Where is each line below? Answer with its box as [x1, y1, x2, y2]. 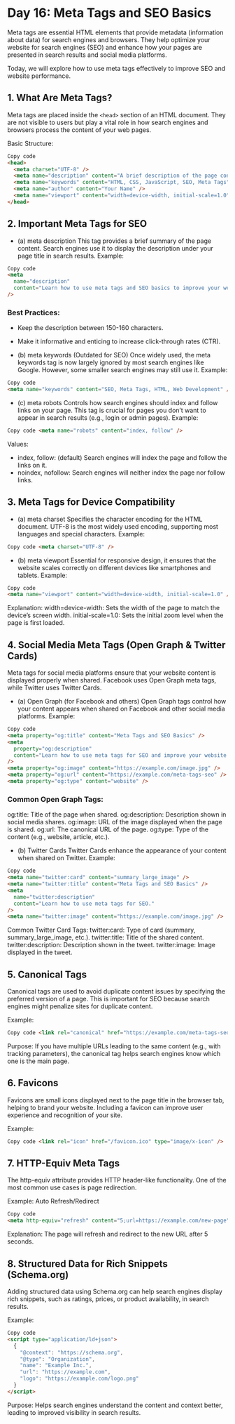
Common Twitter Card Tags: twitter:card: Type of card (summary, [7, 925, 196, 935]
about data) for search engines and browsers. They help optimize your [7, 35, 211, 44]
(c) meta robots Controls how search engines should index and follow [17, 398, 218, 407]
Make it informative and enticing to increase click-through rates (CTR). [17, 337, 221, 345]
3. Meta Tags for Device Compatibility [7, 496, 176, 508]
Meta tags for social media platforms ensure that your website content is [7, 668, 216, 677]
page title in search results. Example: [17, 251, 124, 260]
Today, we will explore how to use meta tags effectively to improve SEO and [7, 64, 226, 72]
